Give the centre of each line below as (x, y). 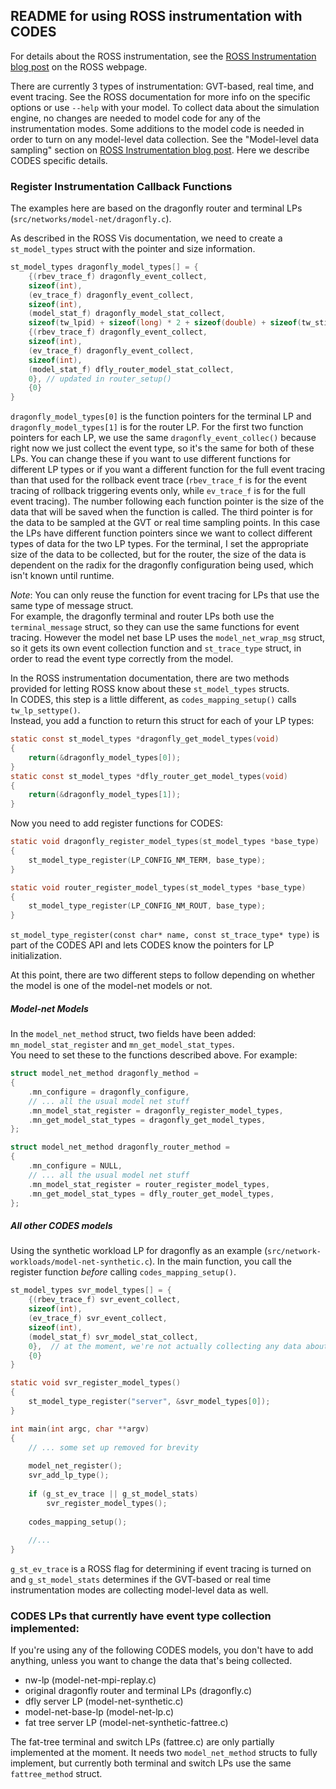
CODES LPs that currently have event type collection (141, 1616)
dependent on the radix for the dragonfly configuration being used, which (162, 565)
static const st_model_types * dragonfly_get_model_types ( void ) (145, 739)
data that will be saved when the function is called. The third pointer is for (162, 512)
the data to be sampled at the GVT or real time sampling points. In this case (165, 523)
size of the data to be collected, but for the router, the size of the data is (158, 555)
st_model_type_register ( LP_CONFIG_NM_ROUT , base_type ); (147, 906)
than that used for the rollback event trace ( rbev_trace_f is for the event (158, 480)
